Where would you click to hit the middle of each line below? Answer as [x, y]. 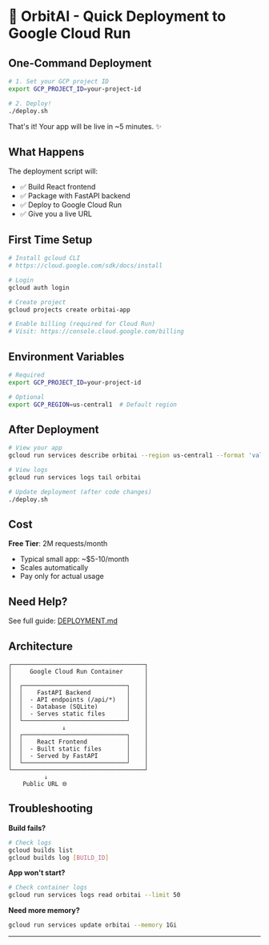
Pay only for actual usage [62, 576]
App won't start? [37, 873]
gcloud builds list [41, 850]
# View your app [35, 448]
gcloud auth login [39, 287]
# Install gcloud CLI [44, 259]
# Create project [37, 302]
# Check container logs [48, 888]
